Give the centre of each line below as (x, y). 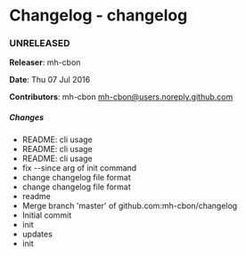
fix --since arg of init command (79, 168)
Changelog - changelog (98, 16)
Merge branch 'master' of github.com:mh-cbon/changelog (130, 206)
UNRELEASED (40, 44)
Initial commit (47, 215)
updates (37, 234)
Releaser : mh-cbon (45, 62)
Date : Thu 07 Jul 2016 (50, 80)
